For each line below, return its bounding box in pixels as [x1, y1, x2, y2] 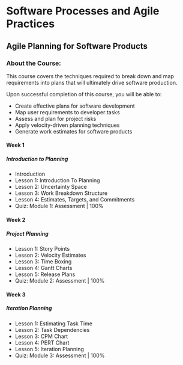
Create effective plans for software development [14, 102, 135, 109]
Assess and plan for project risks [14, 115, 97, 122]
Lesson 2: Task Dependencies [14, 326, 90, 333]
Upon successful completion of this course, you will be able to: [6, 90, 162, 97]
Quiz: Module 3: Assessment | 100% [14, 352, 105, 359]
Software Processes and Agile [6, 4, 160, 18]
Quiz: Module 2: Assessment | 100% [14, 277, 105, 284]
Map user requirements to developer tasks [14, 108, 120, 115]
